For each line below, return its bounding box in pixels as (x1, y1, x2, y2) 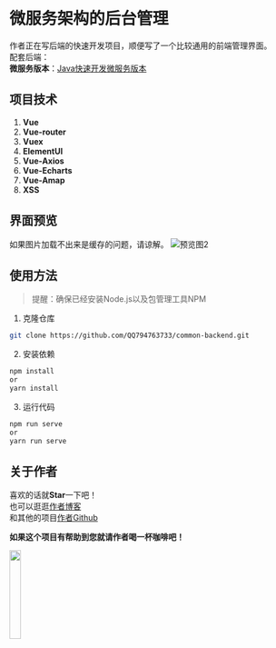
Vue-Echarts (22, 164, 73, 175)
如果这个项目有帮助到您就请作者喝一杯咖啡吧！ (9, 532, 184, 543)
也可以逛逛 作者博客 (9, 501, 82, 512)
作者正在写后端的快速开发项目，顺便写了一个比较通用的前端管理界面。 (9, 40, 272, 51)
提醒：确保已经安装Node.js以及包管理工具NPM (31, 294, 207, 304)
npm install (9, 367, 54, 376)
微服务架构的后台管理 (9, 8, 170, 29)
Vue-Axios (22, 155, 65, 166)
